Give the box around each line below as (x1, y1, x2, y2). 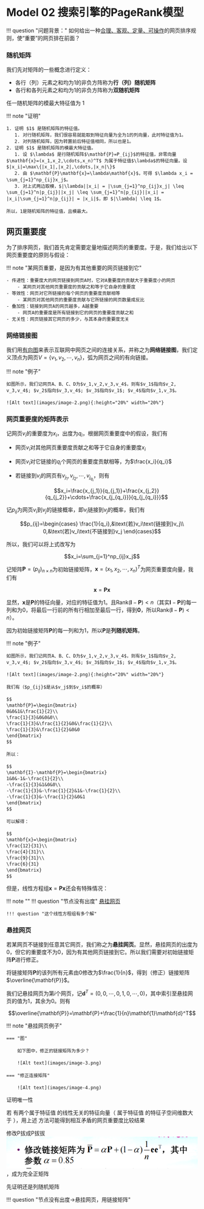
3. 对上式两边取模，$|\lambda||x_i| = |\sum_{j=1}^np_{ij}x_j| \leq (14, 183, 184, 190)
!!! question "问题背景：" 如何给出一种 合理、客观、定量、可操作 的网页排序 (6, 27, 191, 34)
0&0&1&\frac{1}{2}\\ (6, 708, 59, 714)
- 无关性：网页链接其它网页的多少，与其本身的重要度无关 (6, 317, 129, 323)
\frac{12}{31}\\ (6, 843, 47, 849)
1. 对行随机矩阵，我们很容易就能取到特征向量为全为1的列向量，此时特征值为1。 (14, 132, 186, 139)
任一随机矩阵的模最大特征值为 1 (6, 100, 85, 107)
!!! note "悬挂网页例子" (6, 1022, 63, 1030)
